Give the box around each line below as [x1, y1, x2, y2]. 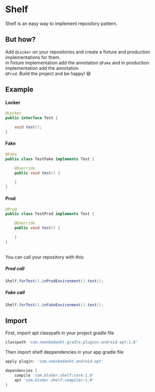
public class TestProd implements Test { [5, 212, 95, 217]
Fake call [5, 290, 25, 296]
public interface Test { [5, 116, 58, 121]
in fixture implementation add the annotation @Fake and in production [5, 60, 149, 66]
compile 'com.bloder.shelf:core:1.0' [14, 373, 95, 378]
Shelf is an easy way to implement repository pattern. [5, 20, 118, 27]
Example [5, 85, 34, 94]
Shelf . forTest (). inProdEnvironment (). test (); [5, 278, 104, 283]
